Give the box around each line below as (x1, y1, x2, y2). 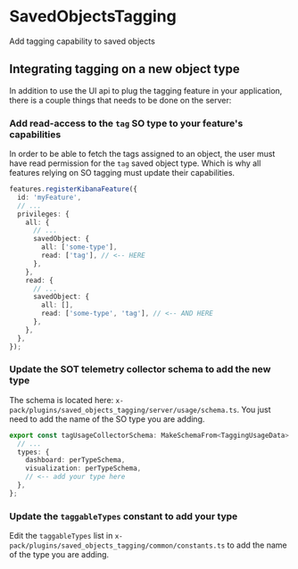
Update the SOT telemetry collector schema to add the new (9, 363, 271, 375)
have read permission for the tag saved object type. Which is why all (9, 158, 261, 169)
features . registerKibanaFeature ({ (9, 185, 138, 194)
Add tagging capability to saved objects (9, 36, 156, 46)
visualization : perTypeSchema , (25, 464, 142, 474)
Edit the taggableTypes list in (9, 531, 113, 541)
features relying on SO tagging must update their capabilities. (9, 168, 235, 178)
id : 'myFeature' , (17, 193, 82, 202)
